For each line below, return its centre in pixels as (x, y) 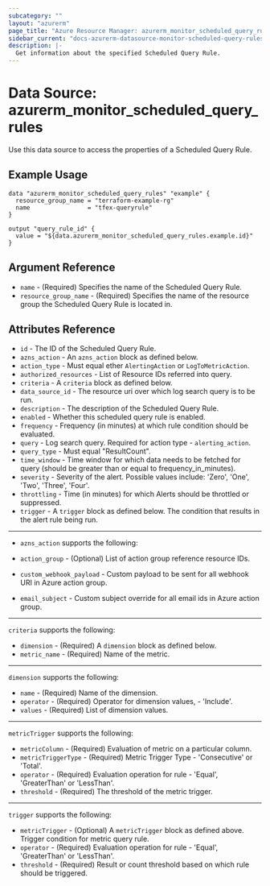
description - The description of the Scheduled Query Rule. (119, 408)
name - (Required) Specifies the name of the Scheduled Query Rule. (131, 287)
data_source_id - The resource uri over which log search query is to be (137, 391)
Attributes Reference (62, 329)
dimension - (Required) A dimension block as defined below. (118, 646)
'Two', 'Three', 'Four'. (55, 486)
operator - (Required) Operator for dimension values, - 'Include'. (126, 702)
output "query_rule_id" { (51, 229)
